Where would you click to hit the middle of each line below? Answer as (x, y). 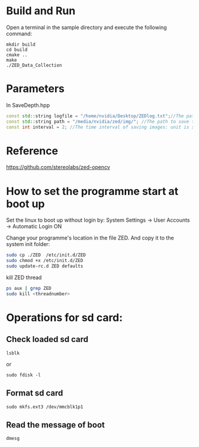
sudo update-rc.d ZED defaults (45, 266)
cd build (17, 50)
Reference (32, 151)
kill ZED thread (24, 277)
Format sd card (35, 393)
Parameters (36, 89)
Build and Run (41, 11)
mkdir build (21, 44)
